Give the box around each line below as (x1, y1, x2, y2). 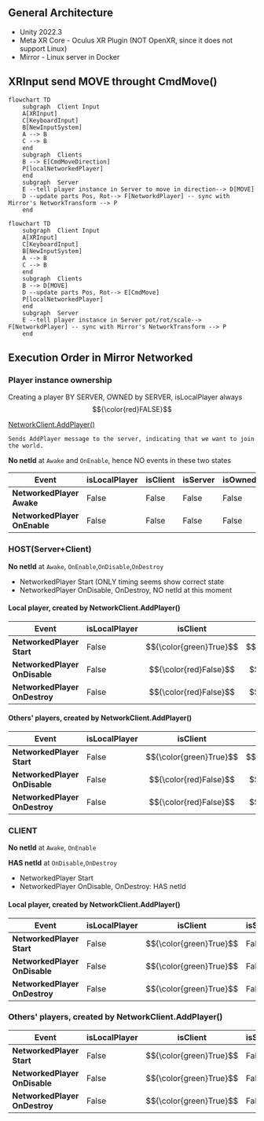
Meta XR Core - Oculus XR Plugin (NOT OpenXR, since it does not (19, 35, 233, 45)
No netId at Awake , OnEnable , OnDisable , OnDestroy (8, 561, 163, 571)
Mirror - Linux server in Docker (19, 52, 120, 61)
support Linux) (19, 43, 68, 53)
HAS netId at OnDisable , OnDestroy (8, 858, 118, 868)
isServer (182, 475, 215, 486)
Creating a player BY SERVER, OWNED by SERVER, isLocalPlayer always (8, 392, 243, 402)
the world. (8, 442, 44, 450)
